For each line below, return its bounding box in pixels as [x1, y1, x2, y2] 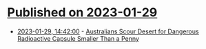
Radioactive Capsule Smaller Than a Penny [17, 34, 140, 42]
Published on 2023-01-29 [7, 5, 158, 20]
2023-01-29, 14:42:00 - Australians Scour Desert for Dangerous [17, 27, 199, 35]
